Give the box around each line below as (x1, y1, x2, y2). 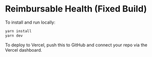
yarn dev (5, 33, 23, 38)
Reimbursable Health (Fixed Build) (5, 3, 147, 14)
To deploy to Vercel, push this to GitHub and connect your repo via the (5, 42, 148, 48)
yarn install (5, 28, 32, 33)
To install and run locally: (5, 19, 55, 25)
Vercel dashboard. (5, 47, 43, 53)
